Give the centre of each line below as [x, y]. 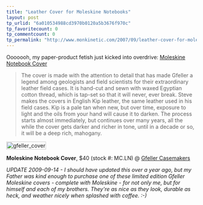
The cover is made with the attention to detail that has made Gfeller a [107, 75]
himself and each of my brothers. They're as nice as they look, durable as [98, 189]
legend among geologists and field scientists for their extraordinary [105, 82]
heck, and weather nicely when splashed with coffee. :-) [76, 195]
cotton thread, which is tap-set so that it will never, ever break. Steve [107, 95]
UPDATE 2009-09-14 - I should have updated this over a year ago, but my [99, 170]
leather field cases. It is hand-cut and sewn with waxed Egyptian [101, 88]
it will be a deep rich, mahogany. [61, 133]
